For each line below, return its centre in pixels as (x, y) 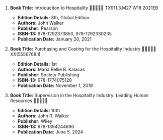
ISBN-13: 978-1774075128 (45, 80)
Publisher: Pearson (38, 28)
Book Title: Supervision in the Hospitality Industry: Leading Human (79, 95)
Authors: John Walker (40, 23)
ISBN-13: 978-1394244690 (46, 127)
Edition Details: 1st (37, 64)
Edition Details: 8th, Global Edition (53, 17)
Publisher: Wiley (35, 121)
